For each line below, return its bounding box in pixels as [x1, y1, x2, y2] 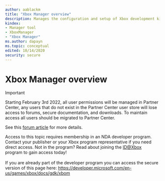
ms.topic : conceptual [5, 44, 50, 48]
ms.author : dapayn [5, 39, 43, 44]
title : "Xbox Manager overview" [5, 12, 71, 17]
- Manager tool [5, 25, 36, 30]
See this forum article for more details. [5, 124, 83, 130]
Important [5, 90, 25, 96]
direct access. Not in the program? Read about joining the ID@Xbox [5, 144, 142, 150]
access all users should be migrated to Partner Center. [5, 115, 115, 121]
